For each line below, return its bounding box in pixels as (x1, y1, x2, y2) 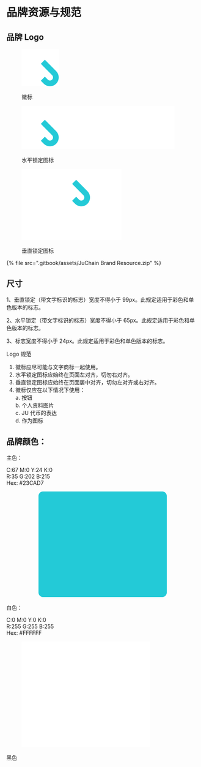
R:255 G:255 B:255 (6, 623, 54, 630)
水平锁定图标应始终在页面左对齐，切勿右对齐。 (15, 371, 133, 378)
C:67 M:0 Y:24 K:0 (6, 466, 53, 473)
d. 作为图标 (15, 417, 44, 424)
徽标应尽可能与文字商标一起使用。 (15, 363, 101, 370)
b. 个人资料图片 (15, 402, 54, 409)
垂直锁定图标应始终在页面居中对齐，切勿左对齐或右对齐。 (15, 378, 160, 386)
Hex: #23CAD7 (6, 479, 44, 487)
